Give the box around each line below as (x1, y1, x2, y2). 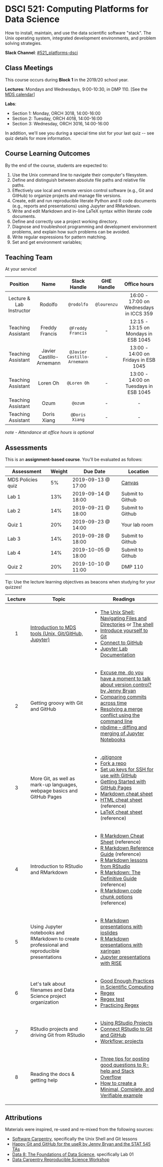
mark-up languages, (30, 781, 78, 788)
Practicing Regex (100, 1002, 139, 1009)
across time (100, 700, 127, 706)
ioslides (100, 930, 118, 936)
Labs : (5, 101, 16, 107)
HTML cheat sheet (100, 797, 143, 803)
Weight (50, 468, 68, 475)
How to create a (100, 1080, 137, 1087)
